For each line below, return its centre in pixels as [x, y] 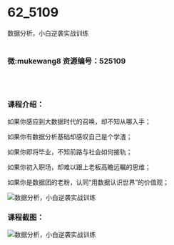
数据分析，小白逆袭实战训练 [48, 33]
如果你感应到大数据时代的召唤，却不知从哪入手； [79, 121]
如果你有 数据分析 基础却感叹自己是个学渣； [70, 136]
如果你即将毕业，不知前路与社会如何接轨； [70, 151]
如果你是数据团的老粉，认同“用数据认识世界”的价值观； [88, 182]
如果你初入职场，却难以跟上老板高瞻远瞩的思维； [79, 167]
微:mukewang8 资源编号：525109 [67, 61]
